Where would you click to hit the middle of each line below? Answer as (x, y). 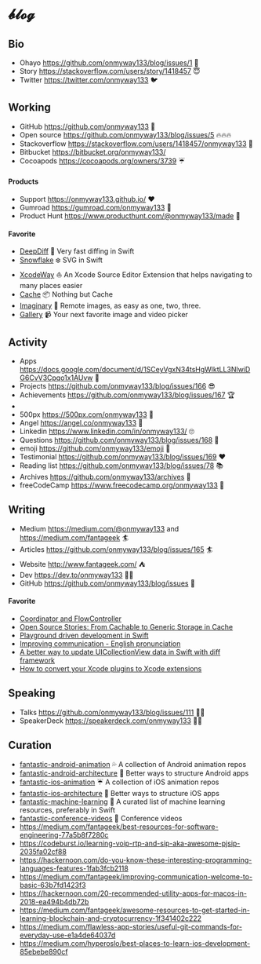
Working (29, 108)
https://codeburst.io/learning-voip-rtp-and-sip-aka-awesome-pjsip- (130, 843)
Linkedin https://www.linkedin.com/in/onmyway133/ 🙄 (107, 431)
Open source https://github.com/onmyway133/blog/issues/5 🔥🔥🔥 (125, 134)
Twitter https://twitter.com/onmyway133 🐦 (89, 80)
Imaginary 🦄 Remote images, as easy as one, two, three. (110, 306)
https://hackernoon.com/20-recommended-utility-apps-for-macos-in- (133, 893)
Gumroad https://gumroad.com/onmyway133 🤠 (95, 208)
